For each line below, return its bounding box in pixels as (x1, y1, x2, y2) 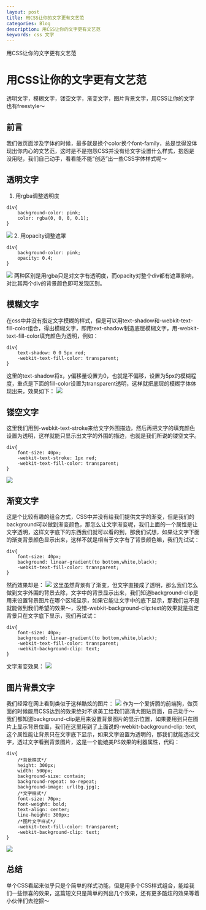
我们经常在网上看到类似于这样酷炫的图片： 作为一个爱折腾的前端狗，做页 (6, 699, 198, 707)
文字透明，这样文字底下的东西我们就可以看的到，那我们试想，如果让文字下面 (6, 529, 200, 536)
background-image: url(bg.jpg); (17, 784, 100, 790)
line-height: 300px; (17, 812, 70, 818)
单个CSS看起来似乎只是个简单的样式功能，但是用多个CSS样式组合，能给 (6, 882, 189, 889)
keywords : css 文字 (6, 32, 55, 38)
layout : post (6, 9, 40, 15)
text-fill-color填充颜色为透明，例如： (6, 332, 99, 340)
